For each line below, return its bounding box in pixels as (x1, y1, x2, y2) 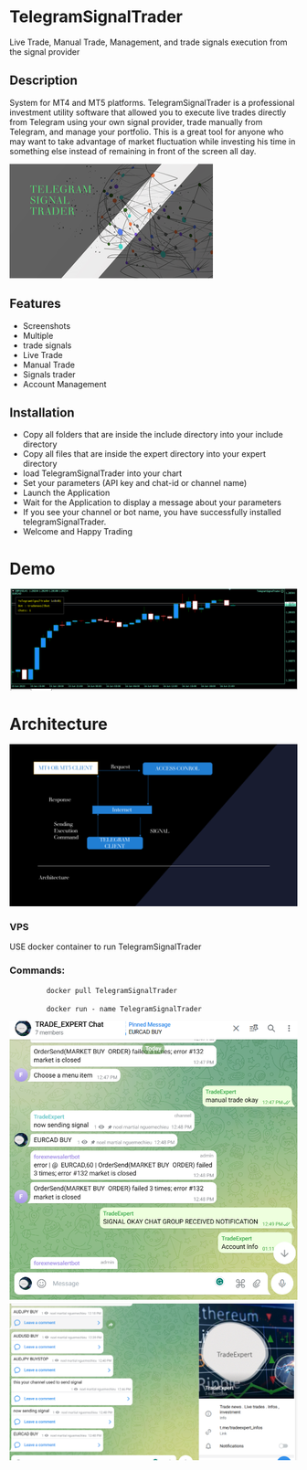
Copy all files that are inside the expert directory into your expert (22, 449, 267, 460)
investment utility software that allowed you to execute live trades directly (9, 107, 287, 118)
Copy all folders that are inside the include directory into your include (22, 429, 283, 440)
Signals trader (22, 368, 76, 380)
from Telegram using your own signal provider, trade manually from (9, 116, 263, 127)
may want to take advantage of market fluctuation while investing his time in (9, 135, 296, 147)
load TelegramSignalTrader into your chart (22, 468, 183, 479)
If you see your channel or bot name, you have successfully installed (22, 507, 281, 518)
